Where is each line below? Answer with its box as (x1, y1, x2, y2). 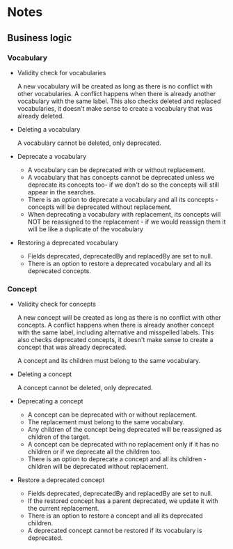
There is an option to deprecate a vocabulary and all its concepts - (27, 195, 219, 203)
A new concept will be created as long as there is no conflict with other (17, 314, 221, 322)
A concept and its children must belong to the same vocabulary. (17, 357, 201, 365)
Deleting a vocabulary (17, 125, 81, 133)
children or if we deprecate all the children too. (27, 447, 162, 456)
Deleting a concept (17, 370, 72, 378)
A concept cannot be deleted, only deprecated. (17, 384, 153, 392)
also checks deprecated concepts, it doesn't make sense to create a (17, 336, 214, 344)
